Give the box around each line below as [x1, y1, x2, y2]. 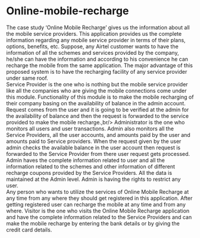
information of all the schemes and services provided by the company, [6, 49, 179, 56]
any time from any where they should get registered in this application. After [6, 195, 193, 202]
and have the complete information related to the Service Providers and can [6, 213, 192, 221]
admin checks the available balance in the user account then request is [6, 144, 180, 151]
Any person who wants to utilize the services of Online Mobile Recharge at [6, 188, 189, 195]
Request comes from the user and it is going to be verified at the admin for [6, 106, 189, 113]
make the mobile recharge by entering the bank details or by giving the [6, 220, 180, 227]
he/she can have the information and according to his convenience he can [6, 55, 189, 62]
